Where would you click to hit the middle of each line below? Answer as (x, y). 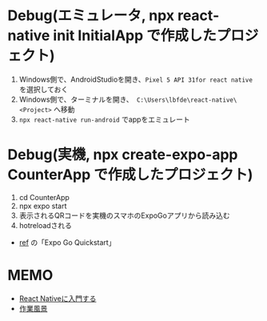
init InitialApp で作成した (135, 36)
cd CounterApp (44, 197)
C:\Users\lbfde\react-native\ (187, 100)
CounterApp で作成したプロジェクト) (130, 175)
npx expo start (43, 206)
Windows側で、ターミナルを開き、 (76, 99)
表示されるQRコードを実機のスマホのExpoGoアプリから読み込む (124, 215)
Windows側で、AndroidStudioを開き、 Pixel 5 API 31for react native (136, 79)
